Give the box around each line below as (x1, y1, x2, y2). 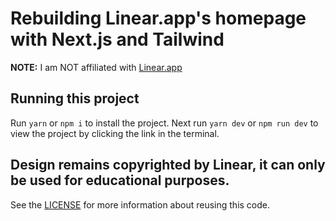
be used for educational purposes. (10, 172, 230, 189)
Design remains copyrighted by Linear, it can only (10, 157, 326, 174)
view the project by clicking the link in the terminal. (10, 127, 220, 139)
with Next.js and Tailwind (10, 28, 225, 51)
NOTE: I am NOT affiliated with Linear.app (10, 61, 183, 73)
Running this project (10, 90, 140, 107)
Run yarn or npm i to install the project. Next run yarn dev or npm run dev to (10, 117, 319, 129)
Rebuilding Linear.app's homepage (10, 7, 307, 30)
